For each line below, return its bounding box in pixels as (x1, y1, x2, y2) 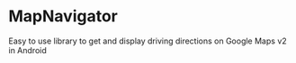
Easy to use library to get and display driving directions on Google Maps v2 (8, 35, 287, 46)
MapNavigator (8, 6, 118, 27)
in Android (8, 44, 47, 55)
